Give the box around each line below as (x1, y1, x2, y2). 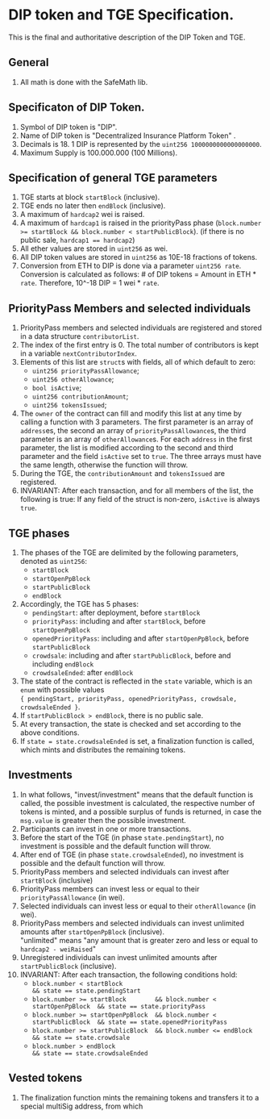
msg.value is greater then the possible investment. (19, 815, 187, 825)
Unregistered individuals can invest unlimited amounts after (19, 952, 218, 962)
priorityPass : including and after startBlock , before (31, 616, 206, 626)
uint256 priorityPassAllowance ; (31, 365, 139, 376)
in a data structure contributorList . (19, 332, 139, 341)
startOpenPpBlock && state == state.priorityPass (31, 1002, 206, 1010)
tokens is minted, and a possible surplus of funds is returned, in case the (19, 807, 262, 816)
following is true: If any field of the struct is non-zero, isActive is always (19, 495, 260, 504)
